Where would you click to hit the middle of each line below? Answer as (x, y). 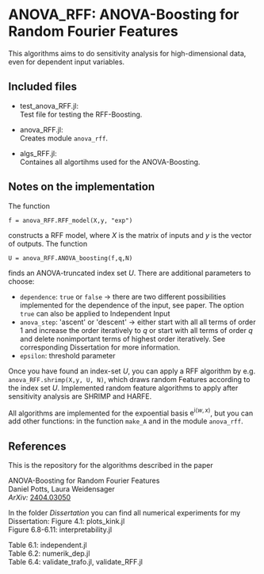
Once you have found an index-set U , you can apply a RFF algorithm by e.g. (132, 371)
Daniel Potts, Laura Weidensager (61, 489)
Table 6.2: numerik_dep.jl (49, 553)
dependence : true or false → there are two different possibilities (122, 297)
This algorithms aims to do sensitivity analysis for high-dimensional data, (127, 53)
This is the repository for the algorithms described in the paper (111, 465)
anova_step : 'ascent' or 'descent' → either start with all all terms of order (138, 322)
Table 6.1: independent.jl (48, 545)
